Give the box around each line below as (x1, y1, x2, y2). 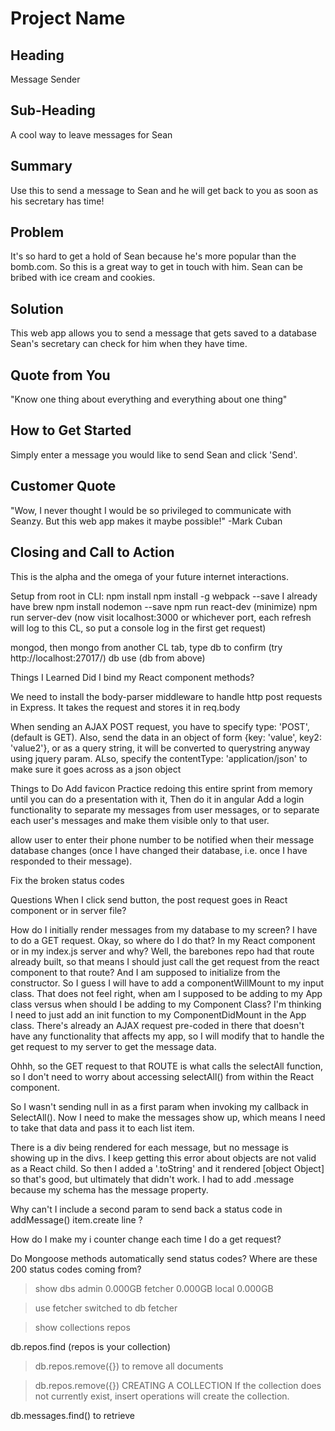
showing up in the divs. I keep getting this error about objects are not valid (10, 1152, 317, 1164)
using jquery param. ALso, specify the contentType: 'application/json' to (10, 752, 308, 764)
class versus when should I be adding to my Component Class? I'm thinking (10, 998, 322, 1010)
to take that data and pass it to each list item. (10, 1122, 195, 1134)
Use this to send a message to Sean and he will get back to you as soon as (10, 184, 319, 196)
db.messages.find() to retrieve (10, 1409, 135, 1421)
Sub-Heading (10, 102, 96, 119)
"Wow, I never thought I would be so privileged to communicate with (10, 504, 292, 516)
